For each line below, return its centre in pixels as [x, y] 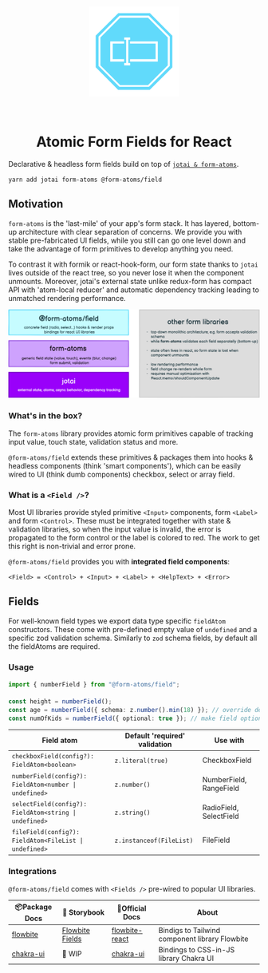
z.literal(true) [142, 761]
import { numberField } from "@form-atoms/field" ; [94, 685]
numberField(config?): [49, 776]
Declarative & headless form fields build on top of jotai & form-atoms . [124, 164]
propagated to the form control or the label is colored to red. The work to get [134, 538]
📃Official [132, 908]
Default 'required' [155, 736]
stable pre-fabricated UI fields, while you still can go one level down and [127, 240]
